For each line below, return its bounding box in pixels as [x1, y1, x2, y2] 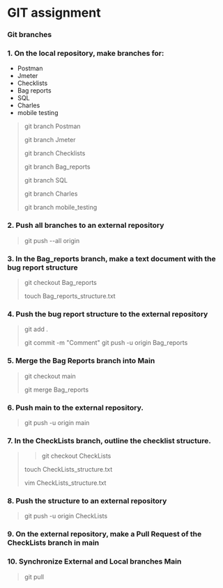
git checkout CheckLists [41, 451, 111, 461]
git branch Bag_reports [24, 162, 91, 171]
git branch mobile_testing [24, 203, 98, 212]
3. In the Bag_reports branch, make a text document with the [7, 254, 216, 263]
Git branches [7, 30, 52, 40]
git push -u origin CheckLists [24, 512, 108, 520]
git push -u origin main [24, 418, 90, 426]
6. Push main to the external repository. [7, 403, 144, 412]
